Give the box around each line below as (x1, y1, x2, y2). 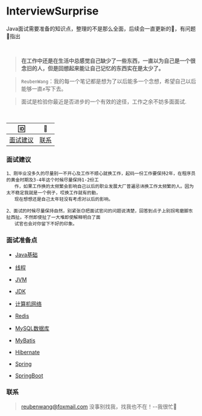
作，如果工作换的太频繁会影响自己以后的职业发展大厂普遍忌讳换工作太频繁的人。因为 (14, 183, 194, 190)
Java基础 (14, 251, 38, 258)
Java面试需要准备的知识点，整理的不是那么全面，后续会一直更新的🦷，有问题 (6, 25, 196, 32)
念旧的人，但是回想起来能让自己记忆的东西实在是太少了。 (21, 65, 164, 72)
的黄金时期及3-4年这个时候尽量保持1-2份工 (6, 177, 99, 183)
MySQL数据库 (14, 325, 49, 332)
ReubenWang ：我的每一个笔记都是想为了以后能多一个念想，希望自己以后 (21, 77, 197, 85)
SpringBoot (14, 372, 43, 379)
